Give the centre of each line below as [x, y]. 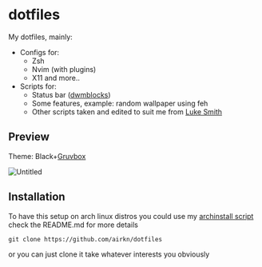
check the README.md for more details [73, 225]
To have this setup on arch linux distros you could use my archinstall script [131, 216]
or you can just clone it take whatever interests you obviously [109, 254]
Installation [37, 197]
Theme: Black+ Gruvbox [47, 156]
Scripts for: [38, 86]
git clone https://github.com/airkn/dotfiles [85, 239]
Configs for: [40, 52]
